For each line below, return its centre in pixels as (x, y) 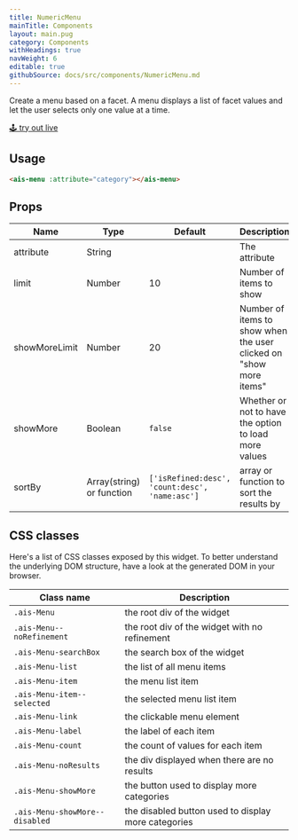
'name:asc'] (174, 496)
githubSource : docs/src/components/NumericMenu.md (105, 75)
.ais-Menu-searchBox (57, 652)
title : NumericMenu (45, 17)
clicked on (261, 353)
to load (254, 434)
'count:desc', (179, 487)
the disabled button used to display (198, 811)
